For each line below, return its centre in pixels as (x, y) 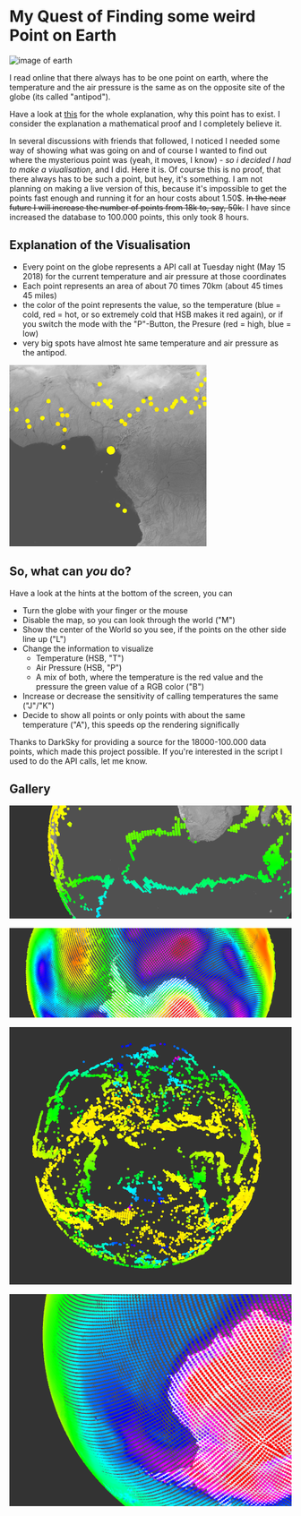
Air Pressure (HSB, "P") (79, 667)
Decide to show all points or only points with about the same (133, 715)
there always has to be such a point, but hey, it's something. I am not (136, 179)
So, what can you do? (70, 572)
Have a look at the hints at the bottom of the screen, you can (121, 593)
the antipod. (44, 352)
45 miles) (39, 295)
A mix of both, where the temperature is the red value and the (149, 677)
